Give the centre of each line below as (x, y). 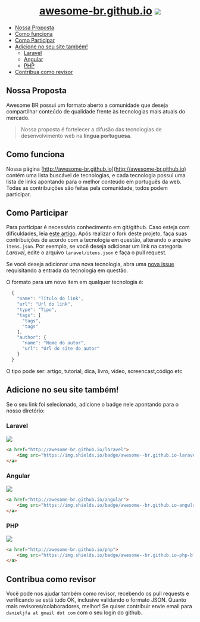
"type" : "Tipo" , (37, 310)
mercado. (18, 118)
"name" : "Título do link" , (50, 299)
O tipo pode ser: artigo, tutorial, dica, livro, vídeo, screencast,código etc (94, 371)
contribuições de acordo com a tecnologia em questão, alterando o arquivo (99, 240)
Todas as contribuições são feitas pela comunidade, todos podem (87, 188)
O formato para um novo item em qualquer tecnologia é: (75, 282)
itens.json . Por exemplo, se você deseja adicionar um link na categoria (94, 247)
